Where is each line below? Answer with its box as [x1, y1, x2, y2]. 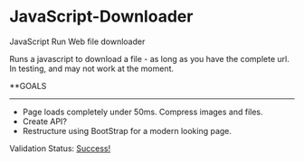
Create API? [22, 115, 68, 127]
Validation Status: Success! [9, 142, 111, 154]
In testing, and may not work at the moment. [9, 63, 175, 74]
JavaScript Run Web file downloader [9, 36, 146, 47]
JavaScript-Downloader [9, 6, 194, 27]
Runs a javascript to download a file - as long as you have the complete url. [9, 53, 290, 64]
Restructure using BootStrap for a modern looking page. [22, 125, 233, 136]
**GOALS [9, 80, 47, 91]
